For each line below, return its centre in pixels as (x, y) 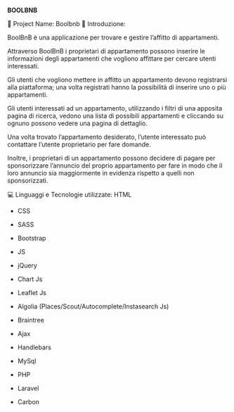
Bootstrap (32, 238)
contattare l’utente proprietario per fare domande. (79, 144)
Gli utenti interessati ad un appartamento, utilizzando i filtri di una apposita (115, 108)
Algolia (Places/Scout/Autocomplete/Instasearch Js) (93, 306)
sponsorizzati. (28, 180)
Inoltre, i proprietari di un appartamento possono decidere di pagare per (111, 158)
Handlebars (34, 347)
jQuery (27, 266)
